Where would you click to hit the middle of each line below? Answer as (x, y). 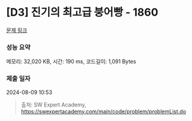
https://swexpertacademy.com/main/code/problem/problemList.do (103, 111)
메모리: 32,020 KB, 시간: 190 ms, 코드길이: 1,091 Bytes (71, 61)
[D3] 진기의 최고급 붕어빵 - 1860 (82, 12)
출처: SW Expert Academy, (53, 104)
